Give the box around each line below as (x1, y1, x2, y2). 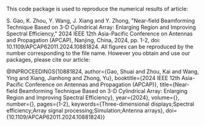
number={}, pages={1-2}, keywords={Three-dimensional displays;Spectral (6, 100, 195, 108)
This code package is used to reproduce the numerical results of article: (6, 6, 188, 12)
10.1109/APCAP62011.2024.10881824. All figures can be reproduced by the (6, 43, 194, 50)
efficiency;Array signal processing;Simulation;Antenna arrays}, (6, 107, 165, 114)
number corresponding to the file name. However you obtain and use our (6, 50, 190, 57)
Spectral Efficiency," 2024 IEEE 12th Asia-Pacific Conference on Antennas (6, 30, 193, 37)
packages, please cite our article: (6, 56, 91, 63)
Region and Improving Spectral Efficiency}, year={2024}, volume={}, (6, 94, 179, 101)
